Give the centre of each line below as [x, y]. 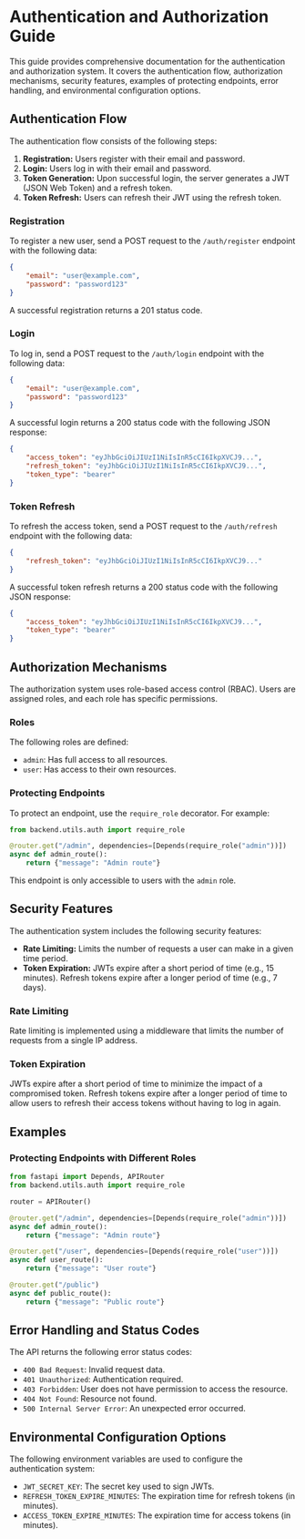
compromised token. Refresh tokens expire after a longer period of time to [148, 1093]
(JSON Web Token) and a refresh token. [97, 188]
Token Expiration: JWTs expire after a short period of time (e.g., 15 [148, 968]
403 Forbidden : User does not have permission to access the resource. [155, 1389]
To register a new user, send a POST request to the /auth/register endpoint [152, 241]
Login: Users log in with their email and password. [117, 168]
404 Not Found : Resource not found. [90, 1399]
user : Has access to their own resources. [99, 769]
